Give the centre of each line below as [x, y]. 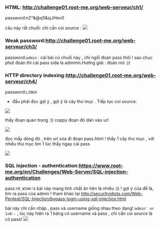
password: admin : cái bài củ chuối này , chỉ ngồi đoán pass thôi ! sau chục [79, 57]
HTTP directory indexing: [36, 75]
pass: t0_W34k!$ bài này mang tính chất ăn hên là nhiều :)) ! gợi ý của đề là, [79, 188]
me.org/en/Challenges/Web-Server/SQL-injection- [67, 171]
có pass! [14, 219]
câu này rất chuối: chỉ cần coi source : [43, 28]
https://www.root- [101, 165]
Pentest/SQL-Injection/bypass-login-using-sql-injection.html [66, 199]
